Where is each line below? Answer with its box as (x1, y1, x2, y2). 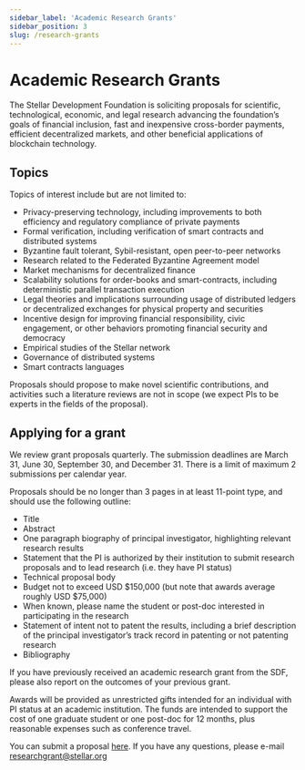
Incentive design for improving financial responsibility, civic (22, 313, 246, 324)
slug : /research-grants (9, 30, 100, 39)
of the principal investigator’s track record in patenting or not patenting (22, 630, 289, 641)
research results (22, 542, 85, 553)
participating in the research (22, 610, 129, 621)
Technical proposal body (22, 571, 117, 582)
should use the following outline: (9, 496, 132, 507)
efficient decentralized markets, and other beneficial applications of (9, 128, 264, 139)
